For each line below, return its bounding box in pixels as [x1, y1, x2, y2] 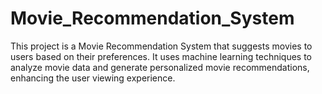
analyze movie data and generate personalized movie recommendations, [10, 61, 310, 73]
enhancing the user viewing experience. [10, 72, 176, 84]
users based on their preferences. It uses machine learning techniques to [10, 50, 313, 62]
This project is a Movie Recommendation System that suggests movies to [10, 40, 313, 52]
